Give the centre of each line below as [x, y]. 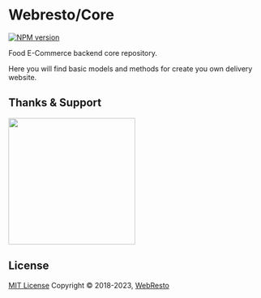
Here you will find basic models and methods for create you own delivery [130, 68]
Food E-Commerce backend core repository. [83, 53]
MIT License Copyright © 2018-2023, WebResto [89, 285]
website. [23, 77]
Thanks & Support [55, 103]
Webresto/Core [62, 15]
